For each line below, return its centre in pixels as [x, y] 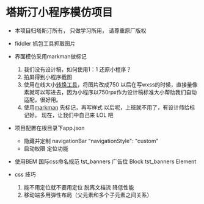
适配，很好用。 [42, 100]
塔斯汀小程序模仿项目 [60, 12]
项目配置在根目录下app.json [49, 128]
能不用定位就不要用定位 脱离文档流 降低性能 [79, 187]
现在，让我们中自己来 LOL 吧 [77, 115]
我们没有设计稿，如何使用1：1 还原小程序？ [78, 69]
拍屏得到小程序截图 [48, 77]
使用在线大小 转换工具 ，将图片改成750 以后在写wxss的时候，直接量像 [111, 84]
